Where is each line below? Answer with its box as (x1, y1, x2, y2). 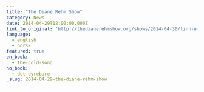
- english (12, 37, 36, 43)
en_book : (6, 54, 29, 60)
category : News (6, 15, 45, 21)
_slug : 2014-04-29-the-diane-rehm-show (6, 76, 107, 82)
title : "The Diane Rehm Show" (6, 8, 83, 15)
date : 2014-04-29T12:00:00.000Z (6, 20, 88, 26)
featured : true (6, 48, 45, 54)
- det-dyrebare (12, 71, 50, 77)
